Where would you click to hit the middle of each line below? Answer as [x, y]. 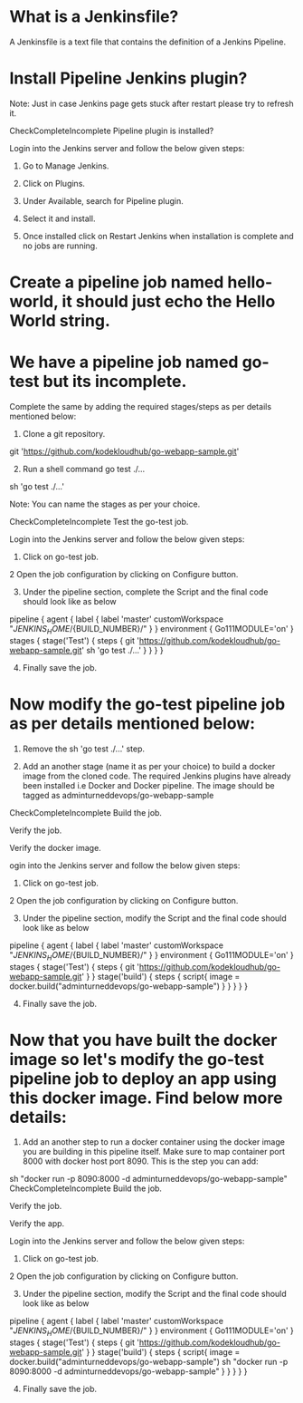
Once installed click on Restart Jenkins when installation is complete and [158, 236]
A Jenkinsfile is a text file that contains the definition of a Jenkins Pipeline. [148, 42]
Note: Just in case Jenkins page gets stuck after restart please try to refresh [151, 103]
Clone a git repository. [64, 434]
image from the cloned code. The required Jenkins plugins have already [156, 776]
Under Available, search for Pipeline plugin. [103, 200]
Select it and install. [59, 218]
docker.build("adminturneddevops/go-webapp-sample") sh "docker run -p [149, 1362]
